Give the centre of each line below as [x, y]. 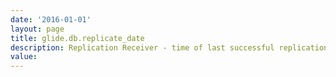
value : [24, 57]
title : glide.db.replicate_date [77, 38]
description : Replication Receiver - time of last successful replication [169, 47]
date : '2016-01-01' [51, 19]
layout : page [37, 29]
